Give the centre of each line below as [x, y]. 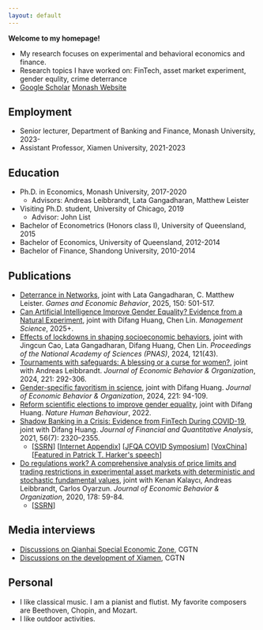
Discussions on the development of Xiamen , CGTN [102, 557]
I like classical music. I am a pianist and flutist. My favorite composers [133, 601]
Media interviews [52, 531]
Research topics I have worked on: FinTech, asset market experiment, [133, 70]
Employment [40, 112]
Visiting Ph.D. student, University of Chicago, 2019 [101, 209]
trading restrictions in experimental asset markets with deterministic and [137, 472]
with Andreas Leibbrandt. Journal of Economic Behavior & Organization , [137, 371]
